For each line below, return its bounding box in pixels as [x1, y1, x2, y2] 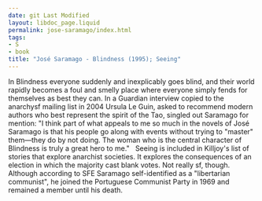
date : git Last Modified [8, 11, 90, 20]
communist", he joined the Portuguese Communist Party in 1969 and [8, 177, 230, 186]
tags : [8, 33, 26, 42]
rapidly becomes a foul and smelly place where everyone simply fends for [8, 85, 248, 94]
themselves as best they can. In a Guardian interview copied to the [8, 93, 224, 103]
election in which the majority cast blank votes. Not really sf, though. [8, 160, 231, 170]
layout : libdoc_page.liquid [8, 19, 101, 27]
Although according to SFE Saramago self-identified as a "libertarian [8, 168, 231, 177]
